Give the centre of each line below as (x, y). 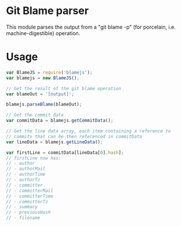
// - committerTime (30, 196)
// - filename (23, 218)
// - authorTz (23, 180)
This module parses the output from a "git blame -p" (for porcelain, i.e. (91, 27)
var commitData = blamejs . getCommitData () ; (60, 121)
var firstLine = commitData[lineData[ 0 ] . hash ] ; (65, 153)
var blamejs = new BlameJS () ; (43, 78)
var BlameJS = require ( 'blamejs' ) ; (49, 72)
